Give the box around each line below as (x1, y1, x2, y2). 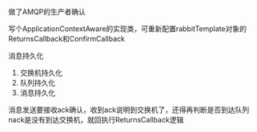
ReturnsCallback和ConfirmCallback (8, 34, 126, 43)
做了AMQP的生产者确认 (8, 7, 86, 16)
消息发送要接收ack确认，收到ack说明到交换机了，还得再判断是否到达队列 (8, 105, 250, 114)
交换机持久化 (19, 68, 62, 78)
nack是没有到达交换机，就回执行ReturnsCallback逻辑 (8, 115, 184, 124)
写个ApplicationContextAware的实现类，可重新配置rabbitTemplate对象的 (8, 24, 247, 34)
